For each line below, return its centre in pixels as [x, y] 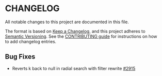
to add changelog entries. [31, 41]
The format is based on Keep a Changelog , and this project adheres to [75, 31]
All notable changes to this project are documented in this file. [67, 22]
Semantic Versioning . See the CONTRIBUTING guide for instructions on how [81, 36]
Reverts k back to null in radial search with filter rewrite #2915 [74, 68]
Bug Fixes [20, 57]
